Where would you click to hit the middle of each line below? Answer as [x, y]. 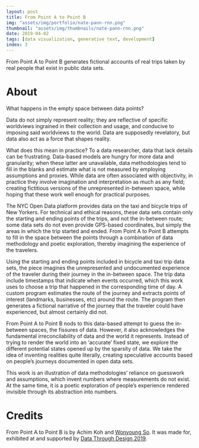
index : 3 [17, 45]
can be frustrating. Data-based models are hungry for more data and [90, 156]
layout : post [22, 12]
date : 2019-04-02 [28, 34]
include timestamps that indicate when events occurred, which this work [95, 280]
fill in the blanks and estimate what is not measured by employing [86, 169]
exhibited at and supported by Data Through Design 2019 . [77, 438]
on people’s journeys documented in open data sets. [70, 361]
